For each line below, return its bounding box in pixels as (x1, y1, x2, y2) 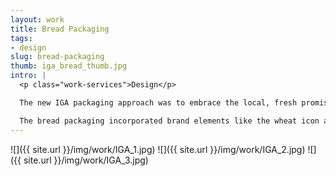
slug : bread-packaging (10, 52, 105, 62)
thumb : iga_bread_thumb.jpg (10, 61, 128, 71)
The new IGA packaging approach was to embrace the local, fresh (19, 97, 298, 108)
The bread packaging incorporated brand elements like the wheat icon (19, 116, 320, 126)
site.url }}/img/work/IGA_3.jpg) (23, 154, 149, 166)
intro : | (10, 71, 47, 81)
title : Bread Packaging (10, 24, 110, 34)
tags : (10, 33, 33, 43)
